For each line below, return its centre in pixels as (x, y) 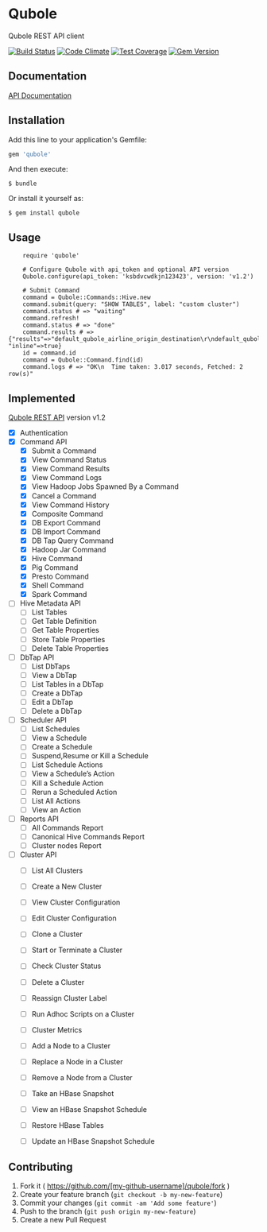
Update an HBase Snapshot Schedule (93, 1141)
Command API (43, 442)
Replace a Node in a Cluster (77, 1061)
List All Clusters (57, 870)
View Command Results (70, 469)
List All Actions (56, 800)
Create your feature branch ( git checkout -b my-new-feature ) (121, 1194)
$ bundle (23, 184)
